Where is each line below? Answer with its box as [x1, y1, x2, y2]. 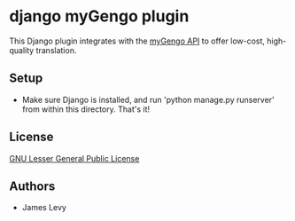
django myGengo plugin [9, 6, 190, 27]
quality [9, 44, 35, 55]
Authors [9, 178, 56, 193]
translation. [35, 44, 77, 55]
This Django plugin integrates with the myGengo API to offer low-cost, [9, 36, 266, 46]
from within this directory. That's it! [21, 104, 151, 114]
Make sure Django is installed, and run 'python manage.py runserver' [21, 94, 275, 105]
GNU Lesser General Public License [9, 153, 140, 163]
